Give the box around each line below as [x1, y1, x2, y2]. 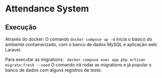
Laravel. [5, 47, 21, 52]
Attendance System [5, 3, 89, 14]
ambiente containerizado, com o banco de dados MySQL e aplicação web [5, 41, 157, 47]
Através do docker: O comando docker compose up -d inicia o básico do [5, 36, 153, 42]
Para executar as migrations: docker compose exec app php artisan [5, 56, 146, 62]
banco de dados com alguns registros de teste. [5, 67, 102, 73]
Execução [5, 23, 37, 31]
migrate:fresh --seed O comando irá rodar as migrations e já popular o [5, 62, 152, 67]
